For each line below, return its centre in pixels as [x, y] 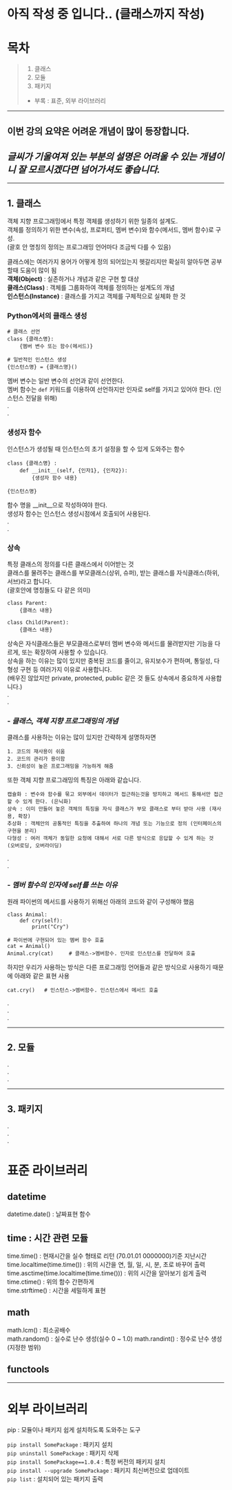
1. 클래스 [24, 203]
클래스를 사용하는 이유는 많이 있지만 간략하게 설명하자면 [82, 737]
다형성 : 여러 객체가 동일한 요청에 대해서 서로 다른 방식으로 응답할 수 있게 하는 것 [110, 839]
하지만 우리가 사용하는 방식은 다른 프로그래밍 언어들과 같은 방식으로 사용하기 [109, 967]
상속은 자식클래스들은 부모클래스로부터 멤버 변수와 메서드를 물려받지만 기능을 [110, 644]
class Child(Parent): [38, 623]
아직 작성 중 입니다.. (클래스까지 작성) [106, 14]
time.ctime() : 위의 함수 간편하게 [51, 1282]
